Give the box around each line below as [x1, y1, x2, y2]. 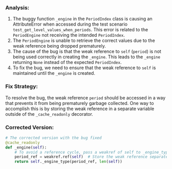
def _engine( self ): [5, 145, 47, 150]
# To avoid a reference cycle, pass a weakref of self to [14, 150, 141, 155]
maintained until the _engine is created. [12, 70, 96, 76]
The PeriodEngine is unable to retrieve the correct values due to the [12, 37, 155, 44]
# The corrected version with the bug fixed [5, 135, 102, 140]
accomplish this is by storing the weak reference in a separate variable [5, 105, 155, 112]
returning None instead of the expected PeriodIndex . [12, 59, 122, 66]
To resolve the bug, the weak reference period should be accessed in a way [5, 94, 166, 101]
